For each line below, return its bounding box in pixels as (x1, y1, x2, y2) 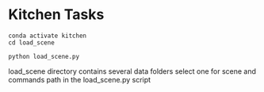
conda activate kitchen (8, 32, 87, 40)
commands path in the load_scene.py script (8, 75, 151, 84)
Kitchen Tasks (8, 6, 105, 24)
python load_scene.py (8, 52, 80, 60)
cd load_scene (8, 38, 55, 47)
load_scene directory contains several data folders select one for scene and (8, 66, 256, 76)
